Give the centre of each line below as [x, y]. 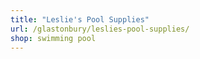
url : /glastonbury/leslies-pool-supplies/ [100, 29]
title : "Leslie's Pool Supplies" [80, 19]
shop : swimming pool [53, 38]
